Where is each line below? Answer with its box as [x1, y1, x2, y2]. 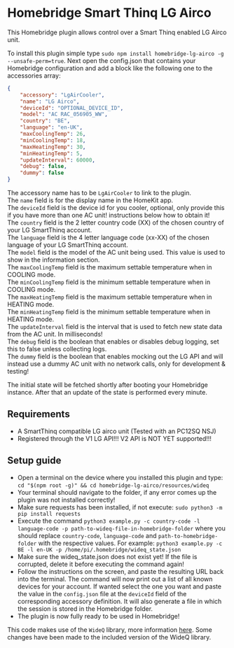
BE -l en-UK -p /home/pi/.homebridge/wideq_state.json [17, 546, 181, 554]
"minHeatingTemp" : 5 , [20, 150, 83, 157]
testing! [7, 367, 29, 376]
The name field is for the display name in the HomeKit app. [7, 196, 174, 204]
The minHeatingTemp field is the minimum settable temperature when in [7, 308, 211, 316]
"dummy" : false [20, 169, 64, 176]
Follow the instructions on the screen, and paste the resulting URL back [17, 567, 224, 575]
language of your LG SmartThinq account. [7, 241, 128, 249]
